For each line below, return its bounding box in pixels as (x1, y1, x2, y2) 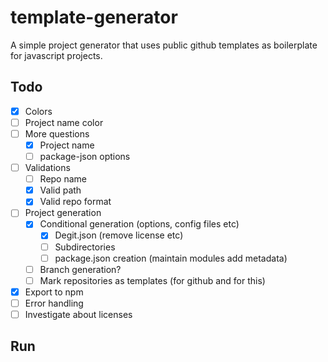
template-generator (10, 6, 178, 29)
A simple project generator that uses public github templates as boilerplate (10, 39, 318, 51)
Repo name (39, 173, 88, 185)
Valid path (39, 184, 82, 196)
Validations (24, 162, 71, 174)
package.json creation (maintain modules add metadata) (54, 252, 288, 264)
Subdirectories (54, 241, 116, 253)
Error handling (24, 297, 84, 309)
